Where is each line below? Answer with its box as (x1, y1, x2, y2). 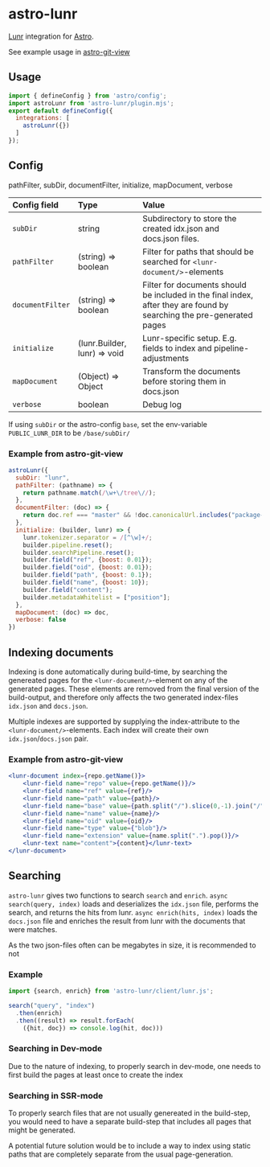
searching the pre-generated (142, 309, 253, 320)
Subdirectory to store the (142, 212, 237, 224)
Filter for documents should (142, 279, 247, 290)
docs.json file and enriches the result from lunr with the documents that (8, 916, 246, 926)
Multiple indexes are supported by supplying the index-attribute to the (8, 717, 240, 726)
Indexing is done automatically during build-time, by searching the (8, 667, 227, 676)
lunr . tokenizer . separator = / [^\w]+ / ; (22, 533, 153, 541)
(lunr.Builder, (77, 337, 127, 348)
